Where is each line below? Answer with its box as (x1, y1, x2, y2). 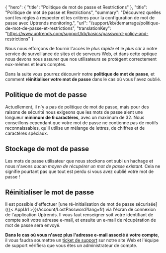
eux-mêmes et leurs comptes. (5, 62, 67, 67)
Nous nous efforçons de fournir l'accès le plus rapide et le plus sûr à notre (5, 46, 158, 51)
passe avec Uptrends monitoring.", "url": (5, 20, 88, 26)
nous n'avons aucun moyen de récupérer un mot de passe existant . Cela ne (5, 163, 161, 169)
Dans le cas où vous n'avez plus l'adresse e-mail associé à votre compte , (5, 232, 159, 238)
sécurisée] (135, 201, 158, 207)
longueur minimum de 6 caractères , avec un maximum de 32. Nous (5, 114, 145, 120)
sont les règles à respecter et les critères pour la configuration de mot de (5, 15, 155, 20)
